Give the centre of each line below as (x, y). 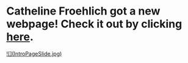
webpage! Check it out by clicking (94, 24)
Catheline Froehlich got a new (83, 11)
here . (20, 37)
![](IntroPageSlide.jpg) (34, 53)
